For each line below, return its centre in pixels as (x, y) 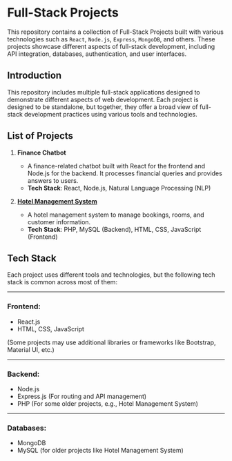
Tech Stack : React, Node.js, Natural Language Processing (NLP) (119, 188)
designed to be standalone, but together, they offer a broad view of (103, 107)
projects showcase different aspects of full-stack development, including (111, 46)
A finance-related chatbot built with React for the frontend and (116, 166)
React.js (29, 322)
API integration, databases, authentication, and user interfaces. (97, 54)
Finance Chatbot (42, 153)
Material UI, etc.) (31, 349)
